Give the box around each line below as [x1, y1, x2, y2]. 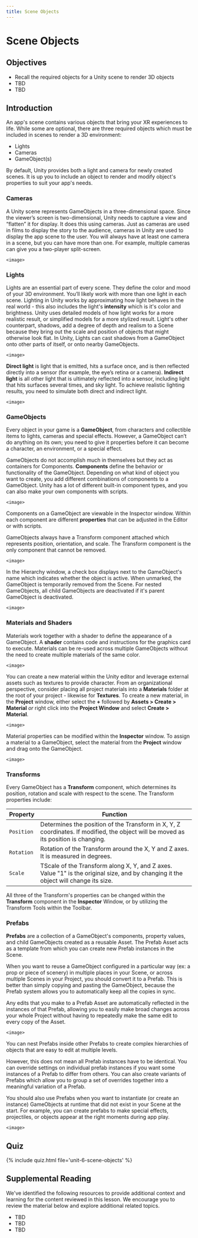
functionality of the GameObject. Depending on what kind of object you [6, 469, 180, 477]
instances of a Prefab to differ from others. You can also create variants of [6, 1070, 187, 1078]
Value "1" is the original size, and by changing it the [40, 869, 183, 877]
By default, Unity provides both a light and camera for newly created [6, 167, 173, 174]
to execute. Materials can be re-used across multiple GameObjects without [6, 645, 188, 652]
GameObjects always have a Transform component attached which [6, 534, 170, 541]
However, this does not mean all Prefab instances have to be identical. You [6, 1058, 187, 1065]
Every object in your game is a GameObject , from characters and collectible [6, 426, 192, 433]
